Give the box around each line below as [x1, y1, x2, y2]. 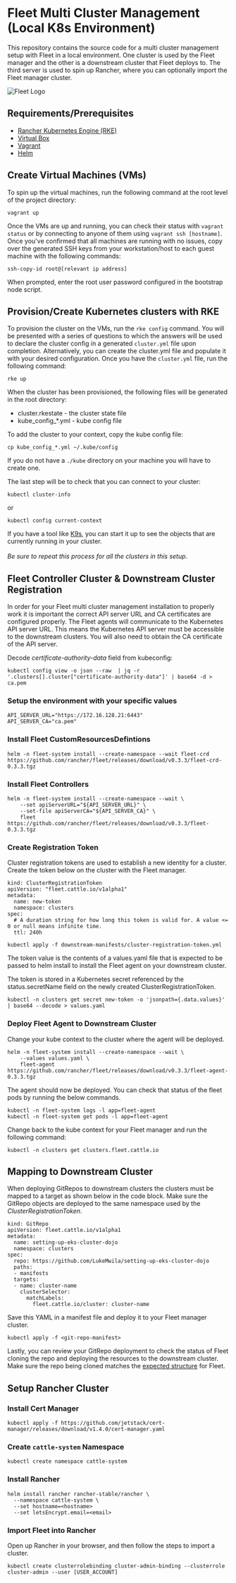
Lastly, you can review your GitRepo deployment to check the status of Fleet [7, 1347, 229, 1356]
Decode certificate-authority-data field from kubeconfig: [7, 653, 173, 662]
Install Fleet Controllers [7, 779, 89, 789]
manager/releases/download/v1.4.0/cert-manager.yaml [7, 1425, 166, 1433]
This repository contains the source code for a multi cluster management [7, 43, 219, 52]
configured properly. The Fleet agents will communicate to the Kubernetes [7, 617, 223, 626]
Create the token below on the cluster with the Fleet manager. [7, 866, 187, 874]
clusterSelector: [20, 1288, 71, 1296]
